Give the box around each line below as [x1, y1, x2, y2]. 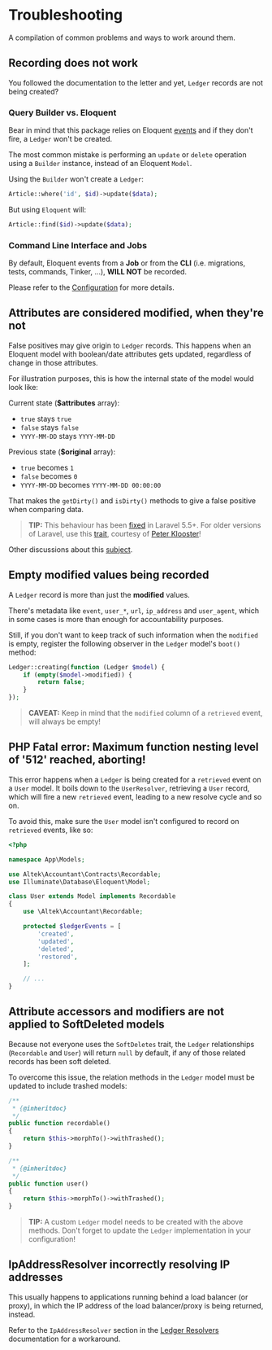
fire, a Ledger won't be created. [8, 134, 113, 144]
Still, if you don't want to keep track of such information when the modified [8, 629, 258, 640]
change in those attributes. [8, 357, 99, 367]
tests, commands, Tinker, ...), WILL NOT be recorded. [8, 267, 188, 277]
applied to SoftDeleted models [8, 1018, 165, 1032]
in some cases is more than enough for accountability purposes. [8, 614, 224, 624]
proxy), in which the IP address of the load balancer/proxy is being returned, [8, 1300, 264, 1310]
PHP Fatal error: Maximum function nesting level [8, 740, 259, 754]
